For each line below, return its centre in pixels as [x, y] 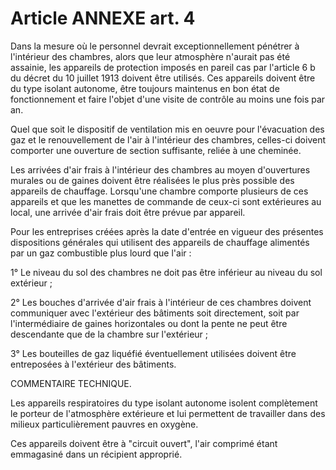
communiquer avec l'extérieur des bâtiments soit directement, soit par [155, 313]
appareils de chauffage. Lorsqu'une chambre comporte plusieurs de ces [159, 191]
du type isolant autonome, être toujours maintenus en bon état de [145, 88]
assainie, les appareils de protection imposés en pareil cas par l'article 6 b [163, 67]
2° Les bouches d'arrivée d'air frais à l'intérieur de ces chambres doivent [161, 302]
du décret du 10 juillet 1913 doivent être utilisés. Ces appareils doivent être [163, 78]
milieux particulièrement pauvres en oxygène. [104, 424]
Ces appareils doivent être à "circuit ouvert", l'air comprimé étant [144, 443]
